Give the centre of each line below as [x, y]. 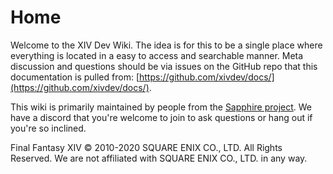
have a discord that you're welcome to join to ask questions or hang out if [161, 117]
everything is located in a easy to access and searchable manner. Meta [157, 55]
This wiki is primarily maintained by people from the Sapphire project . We [161, 107]
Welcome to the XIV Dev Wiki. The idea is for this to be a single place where [166, 45]
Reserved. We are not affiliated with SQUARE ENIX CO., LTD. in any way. [159, 158]
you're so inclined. [48, 128]
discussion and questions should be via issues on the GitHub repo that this [164, 66]
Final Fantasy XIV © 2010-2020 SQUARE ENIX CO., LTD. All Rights [146, 147]
